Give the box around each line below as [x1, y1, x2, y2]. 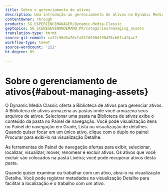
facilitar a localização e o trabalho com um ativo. [5, 180, 105, 186]
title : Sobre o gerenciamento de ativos [5, 7, 91, 13]
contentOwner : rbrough [5, 17, 52, 22]
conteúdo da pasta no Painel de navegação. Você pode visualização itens [5, 118, 157, 124]
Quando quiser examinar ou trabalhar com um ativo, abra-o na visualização [5, 170, 160, 176]
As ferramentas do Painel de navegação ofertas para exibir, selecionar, [5, 144, 151, 150]
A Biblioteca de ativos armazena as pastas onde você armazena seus [5, 108, 148, 114]
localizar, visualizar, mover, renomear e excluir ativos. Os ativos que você [5, 149, 156, 155]
